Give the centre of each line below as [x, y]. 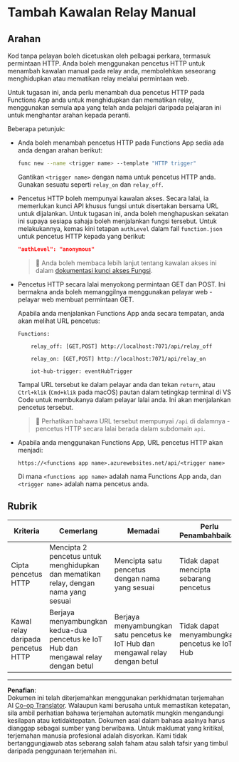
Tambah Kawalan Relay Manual [102, 12]
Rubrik [22, 506]
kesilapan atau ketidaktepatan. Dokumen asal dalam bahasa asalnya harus [116, 720]
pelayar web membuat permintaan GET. [76, 299]
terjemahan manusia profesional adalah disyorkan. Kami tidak [97, 736]
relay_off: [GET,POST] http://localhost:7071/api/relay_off [122, 346]
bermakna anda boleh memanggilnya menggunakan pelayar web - [115, 292]
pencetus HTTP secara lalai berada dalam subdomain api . [121, 428]
